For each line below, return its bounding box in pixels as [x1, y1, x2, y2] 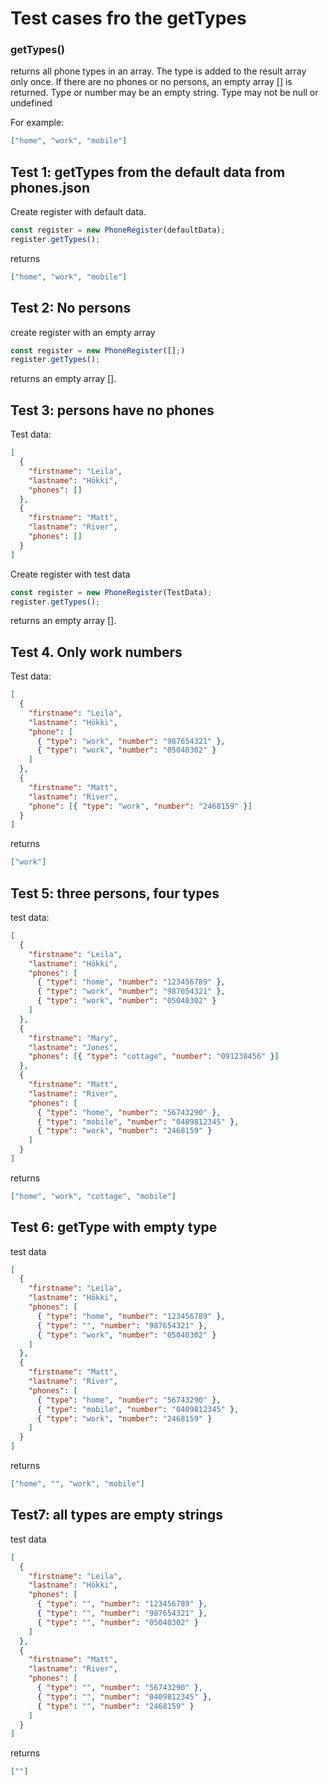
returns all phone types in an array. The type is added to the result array [10, 65, 307, 77]
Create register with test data [10, 568, 131, 580]
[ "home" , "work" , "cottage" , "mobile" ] [10, 1191, 177, 1201]
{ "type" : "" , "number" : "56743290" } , [36, 1683, 203, 1693]
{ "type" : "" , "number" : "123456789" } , [36, 1599, 208, 1609]
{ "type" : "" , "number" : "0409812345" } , [36, 1692, 213, 1702]
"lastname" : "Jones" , [28, 1042, 118, 1052]
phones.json [10, 179, 90, 196]
